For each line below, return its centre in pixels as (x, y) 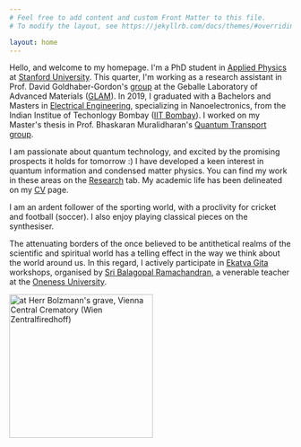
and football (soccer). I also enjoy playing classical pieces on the (129, 217)
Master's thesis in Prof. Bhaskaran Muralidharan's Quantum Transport (138, 125)
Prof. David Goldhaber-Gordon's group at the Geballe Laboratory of (133, 87)
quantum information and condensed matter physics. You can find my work (148, 171)
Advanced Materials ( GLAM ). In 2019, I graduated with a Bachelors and (140, 96)
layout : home (34, 42)
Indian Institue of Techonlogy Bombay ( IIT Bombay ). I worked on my (135, 115)
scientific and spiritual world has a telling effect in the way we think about (145, 253)
